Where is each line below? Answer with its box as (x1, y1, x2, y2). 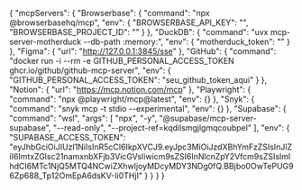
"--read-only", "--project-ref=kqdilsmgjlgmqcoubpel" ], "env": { (52, 122, 290, 133)
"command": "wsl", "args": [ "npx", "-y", (9, 113, 158, 123)
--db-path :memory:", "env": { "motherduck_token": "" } (83, 36, 290, 47)
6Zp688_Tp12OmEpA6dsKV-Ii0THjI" (9, 170, 142, 181)
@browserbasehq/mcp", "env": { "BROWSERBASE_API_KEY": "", (9, 17, 249, 28)
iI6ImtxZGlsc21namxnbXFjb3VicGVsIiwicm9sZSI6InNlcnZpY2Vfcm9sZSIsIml (9, 151, 291, 161)
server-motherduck (9, 36, 82, 47)
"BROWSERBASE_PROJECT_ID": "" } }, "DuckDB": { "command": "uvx (9, 27, 269, 37)
